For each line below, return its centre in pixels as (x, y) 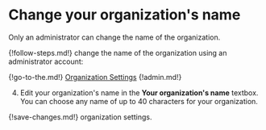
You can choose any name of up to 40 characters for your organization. (139, 101)
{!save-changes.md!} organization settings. (80, 117)
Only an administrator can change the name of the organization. (114, 37)
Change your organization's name (125, 15)
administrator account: (46, 61)
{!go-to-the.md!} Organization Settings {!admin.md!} (95, 77)
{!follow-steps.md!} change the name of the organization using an (118, 52)
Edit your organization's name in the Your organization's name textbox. (139, 92)
